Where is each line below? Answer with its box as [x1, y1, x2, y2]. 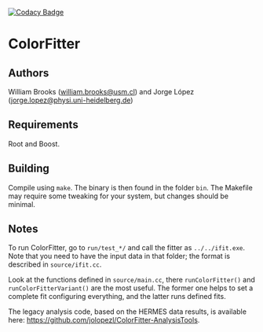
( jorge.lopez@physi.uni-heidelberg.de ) [8, 95, 133, 105]
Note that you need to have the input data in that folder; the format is [8, 252, 230, 261]
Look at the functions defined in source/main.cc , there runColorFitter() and [8, 275, 255, 285]
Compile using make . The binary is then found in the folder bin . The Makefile [8, 183, 253, 192]
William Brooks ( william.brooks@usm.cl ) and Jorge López [8, 87, 195, 96]
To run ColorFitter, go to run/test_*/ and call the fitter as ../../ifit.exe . [8, 243, 246, 253]
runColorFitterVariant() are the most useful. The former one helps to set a [8, 283, 254, 293]
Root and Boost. [8, 138, 60, 149]
